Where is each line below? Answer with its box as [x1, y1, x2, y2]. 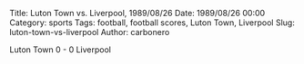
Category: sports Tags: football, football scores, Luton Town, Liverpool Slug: [9, 17, 296, 28]
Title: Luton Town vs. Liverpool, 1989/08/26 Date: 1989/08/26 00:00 [9, 8, 266, 18]
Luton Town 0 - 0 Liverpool [9, 44, 112, 55]
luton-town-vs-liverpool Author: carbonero [9, 27, 170, 37]
